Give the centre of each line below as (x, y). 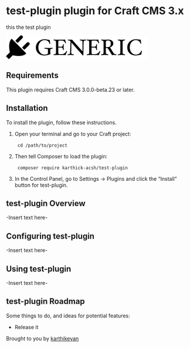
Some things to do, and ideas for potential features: (68, 316)
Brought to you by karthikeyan (43, 338)
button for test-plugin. (41, 185)
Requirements (32, 76)
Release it (26, 327)
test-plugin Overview (46, 203)
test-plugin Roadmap (45, 301)
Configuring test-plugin (50, 236)
